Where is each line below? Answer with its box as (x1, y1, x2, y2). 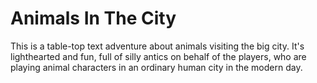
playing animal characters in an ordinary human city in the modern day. (10, 61, 303, 73)
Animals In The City (10, 7, 177, 30)
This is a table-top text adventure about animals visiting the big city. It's (10, 40, 305, 52)
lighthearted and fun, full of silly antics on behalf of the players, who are (10, 50, 307, 62)
